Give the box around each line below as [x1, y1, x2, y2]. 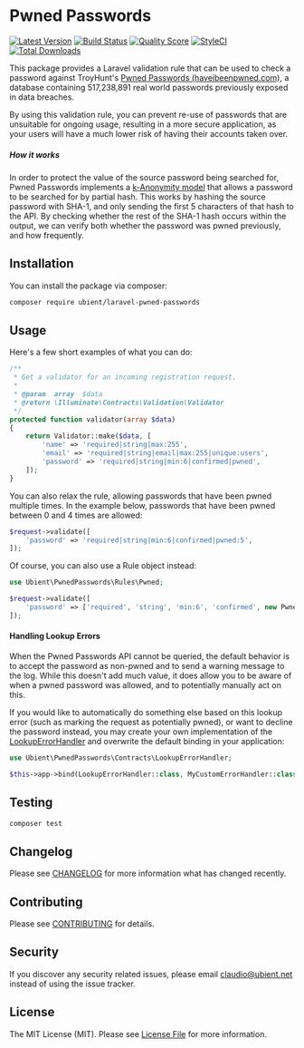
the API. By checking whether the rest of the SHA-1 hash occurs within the [9, 210, 287, 221]
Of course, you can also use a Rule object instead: [9, 560, 197, 571]
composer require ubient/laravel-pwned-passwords [9, 297, 201, 306]
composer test [9, 819, 63, 828]
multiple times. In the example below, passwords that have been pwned [9, 500, 276, 510]
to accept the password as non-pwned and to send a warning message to [9, 660, 285, 671]
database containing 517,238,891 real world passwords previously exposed [9, 82, 289, 92]
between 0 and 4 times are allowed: [9, 509, 143, 520]
